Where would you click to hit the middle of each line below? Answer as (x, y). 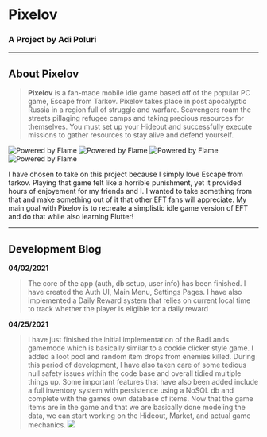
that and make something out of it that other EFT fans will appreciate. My (128, 199)
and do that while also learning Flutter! (71, 217)
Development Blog (55, 249)
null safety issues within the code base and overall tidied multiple (134, 373)
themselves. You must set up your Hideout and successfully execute (140, 127)
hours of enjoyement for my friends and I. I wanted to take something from (130, 191)
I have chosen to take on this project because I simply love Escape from (126, 174)
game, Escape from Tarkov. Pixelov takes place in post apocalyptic (137, 102)
